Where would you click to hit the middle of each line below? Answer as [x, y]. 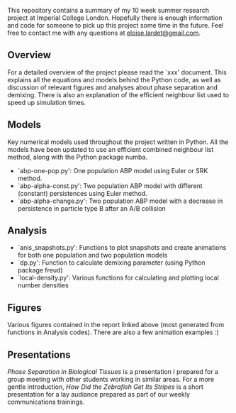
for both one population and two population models [92, 255]
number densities [43, 285]
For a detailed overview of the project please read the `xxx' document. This [117, 72]
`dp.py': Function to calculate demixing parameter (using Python [111, 263]
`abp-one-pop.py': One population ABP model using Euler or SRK [113, 170]
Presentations [39, 354]
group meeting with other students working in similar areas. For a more [111, 380]
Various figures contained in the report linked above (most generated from [116, 325]
